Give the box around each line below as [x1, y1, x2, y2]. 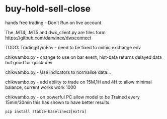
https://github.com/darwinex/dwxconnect [5, 35, 92, 41]
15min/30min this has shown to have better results [5, 99, 110, 105]
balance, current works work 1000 [5, 84, 76, 90]
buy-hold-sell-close [5, 3, 91, 15]
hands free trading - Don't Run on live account [5, 20, 102, 26]
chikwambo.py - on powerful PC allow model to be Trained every [5, 94, 140, 100]
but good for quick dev [5, 59, 53, 65]
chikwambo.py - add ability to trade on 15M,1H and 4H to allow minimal [5, 79, 152, 85]
